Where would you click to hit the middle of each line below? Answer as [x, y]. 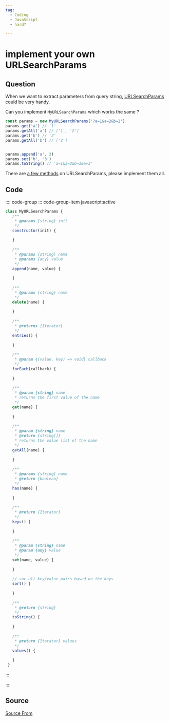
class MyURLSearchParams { [34, 212]
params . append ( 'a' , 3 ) [30, 154]
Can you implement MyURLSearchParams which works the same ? [72, 112]
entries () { [25, 335]
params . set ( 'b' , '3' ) [29, 159]
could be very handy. [28, 102]
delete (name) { [28, 302]
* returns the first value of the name [57, 398]
